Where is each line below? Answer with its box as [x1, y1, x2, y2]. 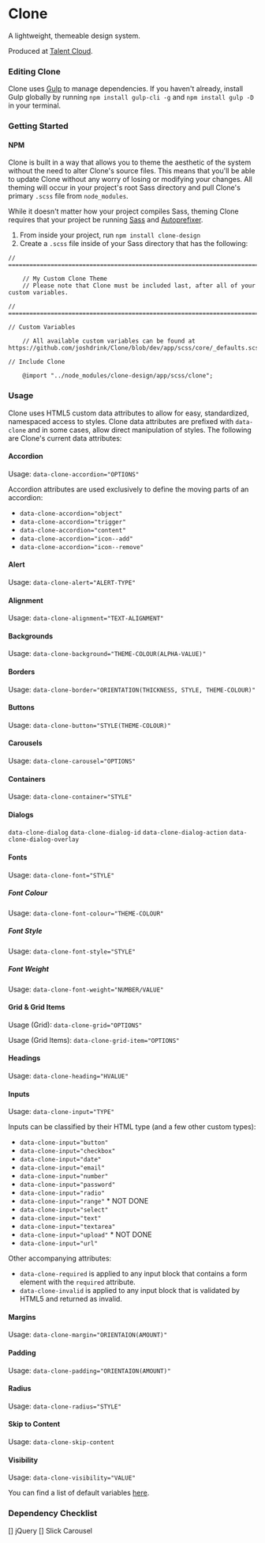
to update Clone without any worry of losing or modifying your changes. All [8, 175, 252, 184]
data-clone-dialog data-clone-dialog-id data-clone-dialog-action [8, 828, 228, 837]
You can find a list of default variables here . [8, 1488, 150, 1498]
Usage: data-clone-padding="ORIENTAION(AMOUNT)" [8, 1366, 171, 1375]
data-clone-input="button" [19, 1139, 109, 1147]
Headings [8, 1053, 41, 1063]
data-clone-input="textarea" [19, 1223, 116, 1231]
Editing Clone [8, 66, 62, 77]
